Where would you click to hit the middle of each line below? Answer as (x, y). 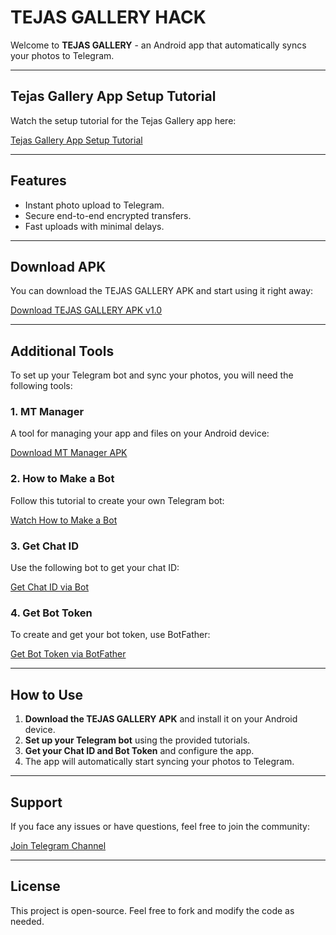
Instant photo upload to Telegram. (94, 205)
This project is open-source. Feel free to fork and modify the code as (152, 910)
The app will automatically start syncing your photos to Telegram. (159, 762)
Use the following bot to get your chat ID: (95, 568)
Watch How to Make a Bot (64, 520)
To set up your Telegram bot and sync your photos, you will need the (152, 375)
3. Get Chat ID (45, 546)
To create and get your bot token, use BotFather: (110, 635)
